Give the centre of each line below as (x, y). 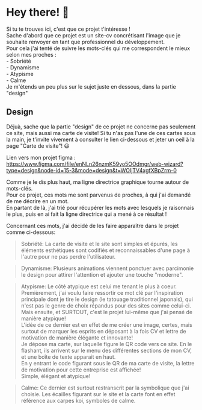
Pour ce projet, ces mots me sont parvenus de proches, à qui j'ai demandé (99, 195)
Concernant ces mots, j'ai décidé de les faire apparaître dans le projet (93, 225)
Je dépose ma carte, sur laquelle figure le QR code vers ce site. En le (106, 344)
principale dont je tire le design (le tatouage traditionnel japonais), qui (107, 299)
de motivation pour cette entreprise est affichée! (81, 370)
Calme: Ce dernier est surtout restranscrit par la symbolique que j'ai (105, 388)
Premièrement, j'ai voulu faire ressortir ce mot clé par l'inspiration (102, 292)
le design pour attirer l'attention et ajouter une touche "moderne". (102, 274)
